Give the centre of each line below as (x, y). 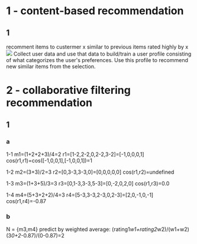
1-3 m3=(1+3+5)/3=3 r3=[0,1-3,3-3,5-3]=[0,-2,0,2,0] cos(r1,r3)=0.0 (88, 183)
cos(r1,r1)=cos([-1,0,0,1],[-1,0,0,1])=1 (49, 160)
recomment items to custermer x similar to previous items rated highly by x (97, 47)
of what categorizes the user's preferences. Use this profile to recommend (97, 60)
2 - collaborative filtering (69, 90)
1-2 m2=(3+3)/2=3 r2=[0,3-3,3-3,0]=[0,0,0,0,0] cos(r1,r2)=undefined (90, 172)
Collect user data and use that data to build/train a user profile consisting (102, 54)
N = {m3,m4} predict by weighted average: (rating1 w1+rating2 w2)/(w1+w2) (98, 229)
